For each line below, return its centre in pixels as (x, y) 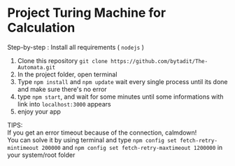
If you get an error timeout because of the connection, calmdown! (102, 132)
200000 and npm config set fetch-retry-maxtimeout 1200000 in (132, 147)
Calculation (41, 28)
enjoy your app (39, 111)
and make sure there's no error (62, 89)
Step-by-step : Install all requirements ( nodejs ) (76, 47)
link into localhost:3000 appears (64, 104)
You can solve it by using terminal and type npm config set (92, 140)
